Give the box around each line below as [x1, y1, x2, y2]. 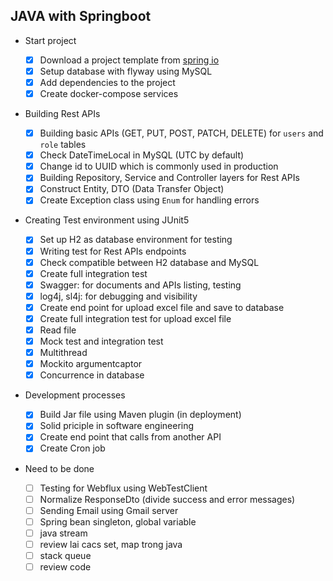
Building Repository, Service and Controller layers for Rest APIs [39, 172, 300, 184]
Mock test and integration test [39, 335, 164, 347]
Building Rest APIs [24, 108, 101, 120]
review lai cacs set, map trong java [39, 538, 183, 550]
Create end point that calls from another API [39, 431, 222, 443]
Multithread [39, 347, 88, 359]
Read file [39, 324, 77, 336]
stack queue [39, 549, 92, 561]
